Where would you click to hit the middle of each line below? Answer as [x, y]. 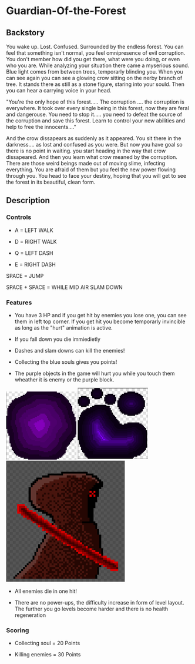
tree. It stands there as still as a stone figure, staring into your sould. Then [95, 84]
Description [28, 200]
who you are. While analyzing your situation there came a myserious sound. [98, 65]
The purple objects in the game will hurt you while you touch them [95, 373]
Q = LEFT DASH [34, 253]
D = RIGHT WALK [36, 241]
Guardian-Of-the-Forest [66, 11]
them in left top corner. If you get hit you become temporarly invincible [100, 321]
